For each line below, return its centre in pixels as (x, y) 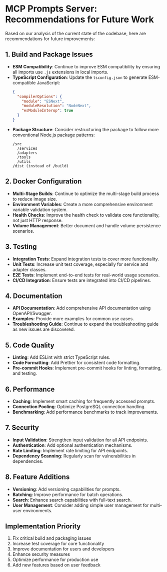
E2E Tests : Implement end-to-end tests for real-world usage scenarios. (86, 275)
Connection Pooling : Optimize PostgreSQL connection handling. (79, 406)
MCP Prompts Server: (51, 9)
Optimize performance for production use (55, 560)
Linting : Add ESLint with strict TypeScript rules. (61, 357)
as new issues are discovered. (43, 329)
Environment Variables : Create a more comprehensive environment (82, 204)
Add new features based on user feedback (56, 565)
